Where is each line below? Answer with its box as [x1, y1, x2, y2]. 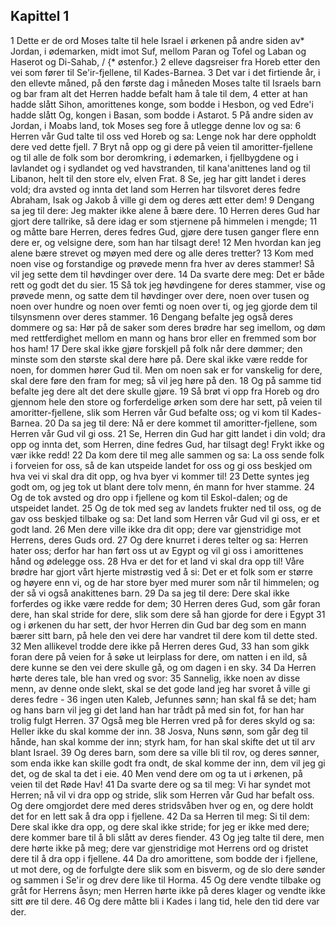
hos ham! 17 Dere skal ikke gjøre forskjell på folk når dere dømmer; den [10, 342, 303, 354]
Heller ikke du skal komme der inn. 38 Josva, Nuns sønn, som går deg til [10, 725, 309, 737]
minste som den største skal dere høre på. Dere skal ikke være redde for [10, 353, 308, 365]
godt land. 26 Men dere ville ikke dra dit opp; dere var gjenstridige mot [10, 523, 302, 535]
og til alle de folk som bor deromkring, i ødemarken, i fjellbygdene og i [10, 151, 299, 163]
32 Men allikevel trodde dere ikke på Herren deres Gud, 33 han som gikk [10, 640, 310, 652]
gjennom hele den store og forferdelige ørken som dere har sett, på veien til [10, 395, 323, 408]
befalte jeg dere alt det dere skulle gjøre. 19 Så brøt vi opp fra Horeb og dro [10, 385, 320, 397]
